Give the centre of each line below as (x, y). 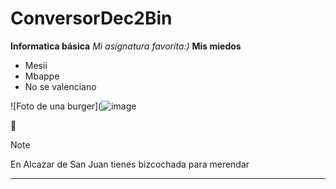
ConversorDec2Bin (91, 18)
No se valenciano (60, 86)
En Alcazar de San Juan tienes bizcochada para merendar (130, 164)
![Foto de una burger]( (56, 106)
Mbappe (42, 76)
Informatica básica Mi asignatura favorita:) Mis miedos (126, 46)
